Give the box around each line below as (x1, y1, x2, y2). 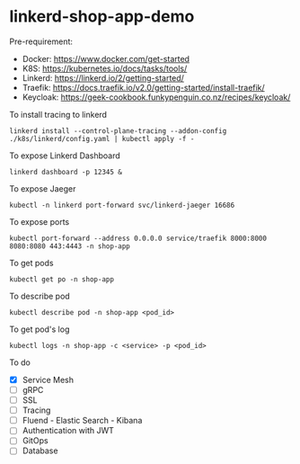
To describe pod (9, 290, 70, 301)
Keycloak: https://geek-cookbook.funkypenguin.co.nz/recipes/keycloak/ (22, 92, 291, 103)
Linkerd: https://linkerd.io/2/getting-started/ (22, 72, 184, 83)
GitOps (22, 435, 49, 446)
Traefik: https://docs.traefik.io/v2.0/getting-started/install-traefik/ (22, 82, 265, 93)
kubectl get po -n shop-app (9, 274, 115, 284)
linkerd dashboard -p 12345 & (9, 167, 123, 176)
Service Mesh (22, 374, 75, 385)
